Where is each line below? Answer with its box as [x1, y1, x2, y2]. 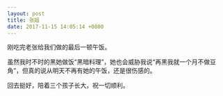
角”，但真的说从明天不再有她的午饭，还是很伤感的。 [7, 67, 156, 75]
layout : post [7, 10, 45, 17]
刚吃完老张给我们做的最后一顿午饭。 [7, 43, 111, 51]
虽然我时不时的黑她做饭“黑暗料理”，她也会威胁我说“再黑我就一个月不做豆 [7, 58, 217, 66]
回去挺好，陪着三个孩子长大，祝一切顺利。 [7, 81, 129, 90]
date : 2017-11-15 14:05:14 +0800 [7, 23, 104, 30]
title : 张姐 [7, 17, 40, 24]
